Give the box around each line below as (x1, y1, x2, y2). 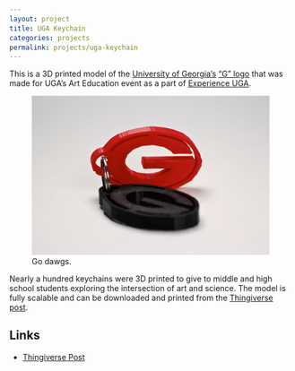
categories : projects (9, 33, 91, 42)
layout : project (9, 14, 70, 23)
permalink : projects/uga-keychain (9, 43, 139, 52)
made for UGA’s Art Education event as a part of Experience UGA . (9, 78, 252, 89)
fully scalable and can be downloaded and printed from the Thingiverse (9, 292, 273, 303)
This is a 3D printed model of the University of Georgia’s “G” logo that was (9, 68, 284, 80)
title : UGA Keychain (9, 23, 87, 33)
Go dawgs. (31, 255, 72, 266)
